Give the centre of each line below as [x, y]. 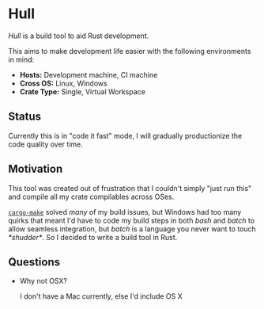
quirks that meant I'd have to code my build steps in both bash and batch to [132, 220]
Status [25, 117]
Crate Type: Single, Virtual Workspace [83, 91]
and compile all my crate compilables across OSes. [91, 196]
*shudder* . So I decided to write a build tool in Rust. [93, 237]
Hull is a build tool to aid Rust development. [79, 36]
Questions [34, 262]
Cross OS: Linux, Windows [64, 83]
